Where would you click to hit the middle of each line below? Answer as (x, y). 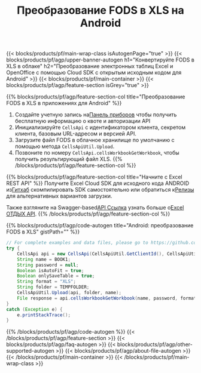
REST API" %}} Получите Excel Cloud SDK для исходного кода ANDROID (98, 183)
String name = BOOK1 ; (44, 259)
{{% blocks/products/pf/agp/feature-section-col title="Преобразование (96, 97)
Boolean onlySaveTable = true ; (56, 276)
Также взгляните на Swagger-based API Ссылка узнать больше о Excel (95, 208)
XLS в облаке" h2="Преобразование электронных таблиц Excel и (90, 66)
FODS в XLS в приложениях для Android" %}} (64, 103)
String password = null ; (48, 265)
